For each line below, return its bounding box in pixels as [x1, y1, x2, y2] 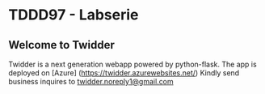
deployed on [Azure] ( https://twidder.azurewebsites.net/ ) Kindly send [8, 68, 240, 78]
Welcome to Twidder [8, 38, 115, 52]
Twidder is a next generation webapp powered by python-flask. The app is [8, 59, 257, 69]
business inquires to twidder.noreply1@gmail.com [8, 77, 174, 86]
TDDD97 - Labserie [8, 6, 139, 24]
